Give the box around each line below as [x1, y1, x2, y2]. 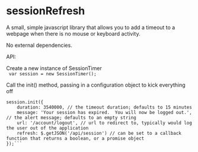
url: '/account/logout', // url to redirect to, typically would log [17, 120, 193, 126]
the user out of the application [6, 125, 89, 131]
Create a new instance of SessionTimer [6, 64, 102, 72]
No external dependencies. [6, 42, 72, 49]
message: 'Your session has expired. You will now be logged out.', [17, 109, 193, 115]
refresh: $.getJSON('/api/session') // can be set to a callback [17, 130, 182, 136]
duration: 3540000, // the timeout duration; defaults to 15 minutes [17, 104, 193, 110]
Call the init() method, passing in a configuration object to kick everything [6, 81, 186, 88]
